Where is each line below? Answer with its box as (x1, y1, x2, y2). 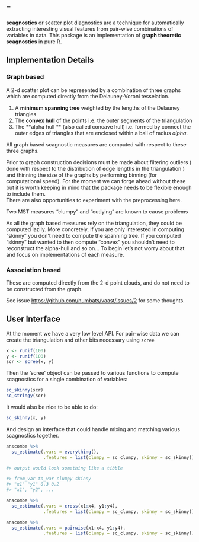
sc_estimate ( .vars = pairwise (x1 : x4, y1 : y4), (11, 525, 126, 531)
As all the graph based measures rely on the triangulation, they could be (6, 219, 182, 227)
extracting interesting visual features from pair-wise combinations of (6, 25, 174, 32)
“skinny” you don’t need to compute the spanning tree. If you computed (6, 232, 181, 239)
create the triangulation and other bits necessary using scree (6, 336, 155, 343)
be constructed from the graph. (6, 285, 83, 292)
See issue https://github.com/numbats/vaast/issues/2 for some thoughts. (6, 296, 185, 304)
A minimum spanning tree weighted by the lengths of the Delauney (14, 104, 180, 111)
